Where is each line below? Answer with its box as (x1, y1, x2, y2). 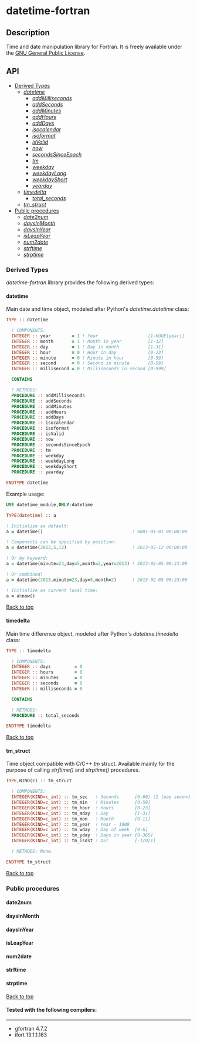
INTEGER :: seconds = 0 (11, 680, 83, 686)
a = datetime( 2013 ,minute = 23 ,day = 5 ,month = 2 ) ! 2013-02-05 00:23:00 (6, 577, 188, 583)
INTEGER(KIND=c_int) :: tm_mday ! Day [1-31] (11, 811, 151, 816)
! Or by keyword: (6, 555, 49, 562)
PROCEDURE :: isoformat (11, 426, 69, 431)
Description (6, 28, 50, 38)
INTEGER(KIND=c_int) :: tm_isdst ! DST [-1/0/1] (11, 838, 157, 844)
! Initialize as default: (6, 523, 69, 529)
